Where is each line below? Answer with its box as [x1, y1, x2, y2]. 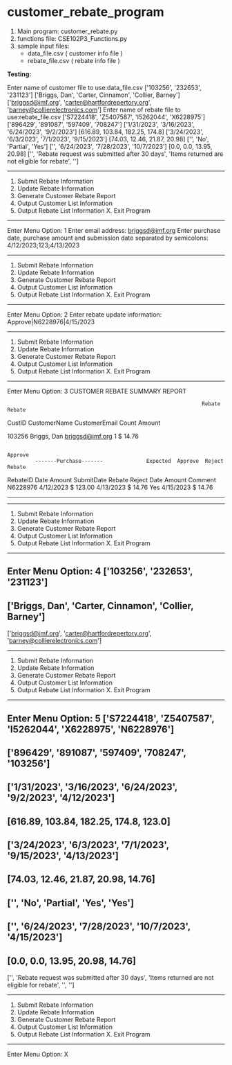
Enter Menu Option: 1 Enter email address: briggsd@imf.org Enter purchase [7, 226, 221, 234]
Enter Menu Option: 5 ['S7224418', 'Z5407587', [7, 712, 215, 724]
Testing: [7, 70, 32, 78]
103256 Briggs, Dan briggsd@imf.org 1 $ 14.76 [7, 432, 139, 440]
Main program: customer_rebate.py [17, 27, 118, 35]
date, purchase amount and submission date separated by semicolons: [7, 234, 209, 242]
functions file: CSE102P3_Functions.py [17, 34, 128, 42]
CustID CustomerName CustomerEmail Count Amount [7, 419, 161, 427]
